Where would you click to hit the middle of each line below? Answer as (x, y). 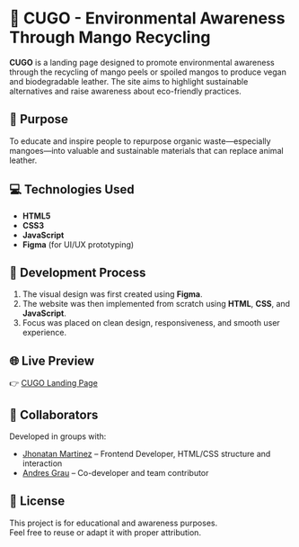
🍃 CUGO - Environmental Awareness (147, 18)
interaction (42, 463)
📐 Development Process (78, 272)
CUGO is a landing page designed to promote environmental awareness (142, 62)
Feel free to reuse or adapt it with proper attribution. (106, 532)
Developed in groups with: (58, 436)
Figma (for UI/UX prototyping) (78, 244)
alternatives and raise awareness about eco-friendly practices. (126, 91)
